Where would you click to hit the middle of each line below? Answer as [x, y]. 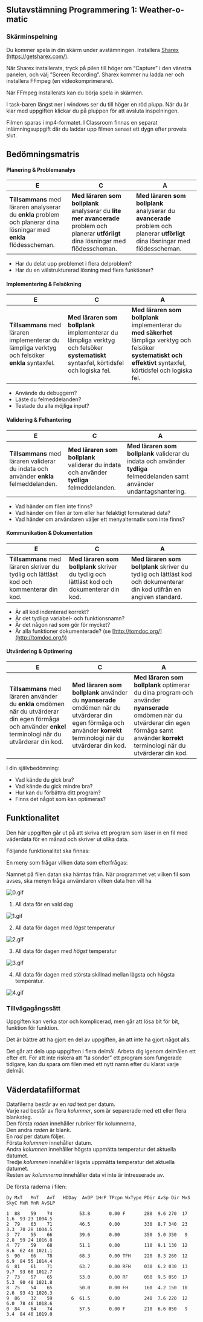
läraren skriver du [34, 566]
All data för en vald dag [44, 904]
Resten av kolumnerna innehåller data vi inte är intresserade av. [85, 1175]
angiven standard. [156, 597]
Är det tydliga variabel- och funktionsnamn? [70, 618]
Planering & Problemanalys [41, 169]
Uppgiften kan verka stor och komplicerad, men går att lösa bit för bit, [93, 1021]
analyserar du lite [96, 211]
